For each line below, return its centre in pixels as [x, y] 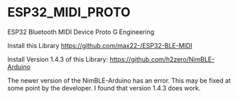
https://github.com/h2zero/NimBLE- [162, 59]
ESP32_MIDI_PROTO [69, 12]
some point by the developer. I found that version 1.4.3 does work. [104, 88]
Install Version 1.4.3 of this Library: [58, 59]
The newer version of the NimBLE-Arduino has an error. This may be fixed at [119, 80]
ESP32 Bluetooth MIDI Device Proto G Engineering [81, 32]
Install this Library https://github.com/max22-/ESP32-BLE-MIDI [100, 45]
